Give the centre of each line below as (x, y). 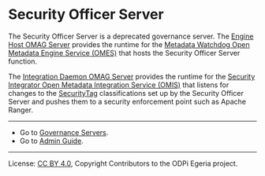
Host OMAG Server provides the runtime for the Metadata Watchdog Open (129, 44)
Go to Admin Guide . (52, 141)
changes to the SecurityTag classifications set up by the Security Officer (126, 93)
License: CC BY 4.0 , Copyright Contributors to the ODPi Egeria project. (123, 163)
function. (23, 61)
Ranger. (21, 110)
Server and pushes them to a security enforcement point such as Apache (127, 101)
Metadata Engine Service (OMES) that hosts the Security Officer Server (124, 53)
